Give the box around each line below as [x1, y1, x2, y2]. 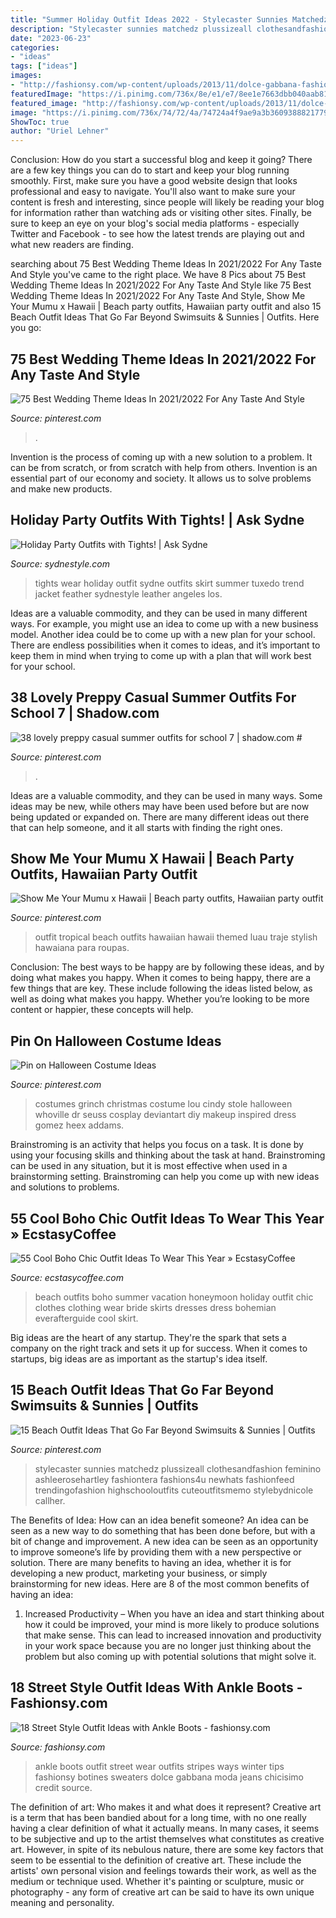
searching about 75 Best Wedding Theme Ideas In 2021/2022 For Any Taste [10, 258, 322, 270]
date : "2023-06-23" [10, 33, 92, 43]
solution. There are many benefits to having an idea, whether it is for [10, 1556, 292, 1568]
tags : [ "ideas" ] [10, 61, 78, 71]
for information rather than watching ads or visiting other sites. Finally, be [10, 207, 313, 219]
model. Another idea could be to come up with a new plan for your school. [10, 628, 316, 640]
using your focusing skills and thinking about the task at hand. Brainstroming [10, 1149, 326, 1161]
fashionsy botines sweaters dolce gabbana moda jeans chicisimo [34, 1771, 304, 1783]
